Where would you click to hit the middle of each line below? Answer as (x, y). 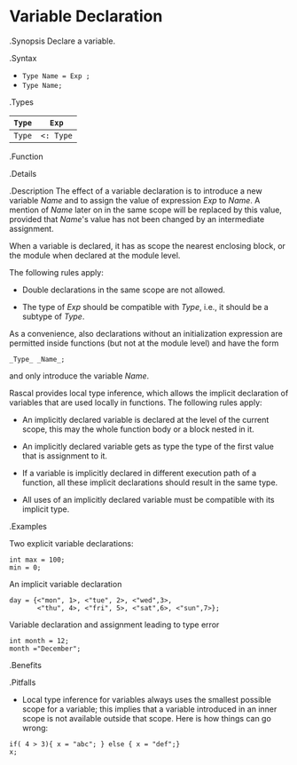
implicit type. (46, 509)
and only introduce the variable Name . (79, 376)
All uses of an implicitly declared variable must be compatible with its (148, 499)
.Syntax (23, 58)
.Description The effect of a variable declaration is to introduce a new (136, 191)
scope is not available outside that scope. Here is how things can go (147, 718)
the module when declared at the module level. (95, 255)
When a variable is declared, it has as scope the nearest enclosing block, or (148, 245)
